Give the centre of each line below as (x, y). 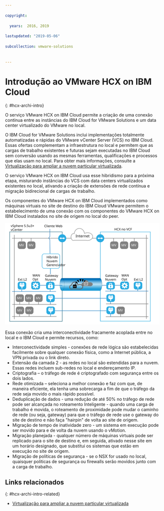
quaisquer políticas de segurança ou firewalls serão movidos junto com (84, 462)
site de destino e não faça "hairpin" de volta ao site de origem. (75, 420)
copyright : (16, 15)
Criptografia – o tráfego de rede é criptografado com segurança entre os (85, 373)
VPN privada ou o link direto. (41, 358)
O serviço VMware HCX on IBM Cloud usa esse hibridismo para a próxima (80, 176)
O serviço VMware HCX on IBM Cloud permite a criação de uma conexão (79, 115)
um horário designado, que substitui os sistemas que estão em (75, 446)
